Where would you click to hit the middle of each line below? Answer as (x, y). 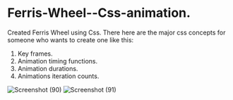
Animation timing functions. (58, 61)
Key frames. (35, 54)
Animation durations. (48, 68)
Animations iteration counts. (58, 76)
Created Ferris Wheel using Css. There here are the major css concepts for (116, 32)
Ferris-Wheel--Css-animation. (99, 13)
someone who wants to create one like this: (71, 39)
